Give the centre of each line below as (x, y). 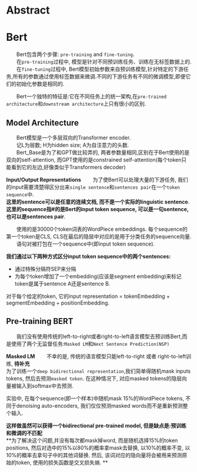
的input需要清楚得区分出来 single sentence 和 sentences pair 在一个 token (93, 187)
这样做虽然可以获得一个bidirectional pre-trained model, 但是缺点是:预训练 (96, 425)
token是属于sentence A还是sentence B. (62, 283)
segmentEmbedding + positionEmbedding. (58, 303)
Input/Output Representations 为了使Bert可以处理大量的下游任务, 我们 (97, 179)
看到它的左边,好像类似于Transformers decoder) (68, 167)
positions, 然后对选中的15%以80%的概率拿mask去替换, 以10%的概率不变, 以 (98, 448)
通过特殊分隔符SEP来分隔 (45, 268)
